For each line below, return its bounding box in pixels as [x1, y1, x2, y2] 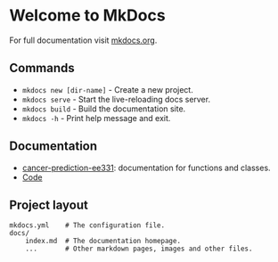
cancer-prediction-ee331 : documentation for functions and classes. [21, 162, 271, 173]
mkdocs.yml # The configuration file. [9, 221, 166, 230]
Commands [9, 61, 76, 76]
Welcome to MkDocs [9, 5, 167, 26]
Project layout [9, 197, 89, 212]
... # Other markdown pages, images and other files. [25, 244, 253, 254]
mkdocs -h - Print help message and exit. [21, 112, 171, 123]
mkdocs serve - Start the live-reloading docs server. [21, 94, 211, 104]
